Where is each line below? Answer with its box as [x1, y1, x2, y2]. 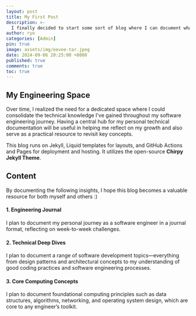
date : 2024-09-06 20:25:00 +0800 [6, 52, 87, 58]
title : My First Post [6, 14, 59, 20]
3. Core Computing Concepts [6, 277, 79, 284]
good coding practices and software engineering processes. [6, 265, 152, 272]
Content [6, 171, 37, 181]
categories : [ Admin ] [6, 36, 57, 42]
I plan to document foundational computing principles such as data [6, 291, 167, 298]
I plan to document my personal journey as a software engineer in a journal [6, 219, 187, 226]
